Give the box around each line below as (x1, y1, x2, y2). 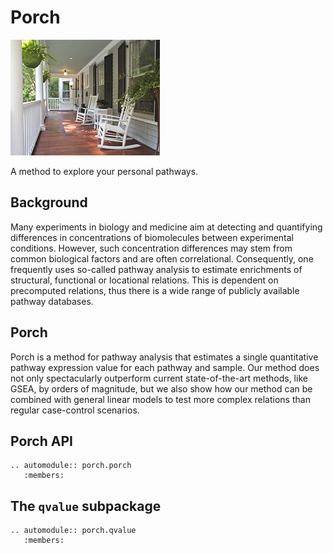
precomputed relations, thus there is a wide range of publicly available (10, 284, 300, 296)
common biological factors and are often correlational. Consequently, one (10, 252, 314, 265)
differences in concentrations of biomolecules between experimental (10, 231, 294, 243)
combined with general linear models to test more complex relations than (10, 393, 311, 405)
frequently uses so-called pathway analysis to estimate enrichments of (10, 263, 303, 275)
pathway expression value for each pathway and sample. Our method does (10, 361, 320, 373)
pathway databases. (10, 295, 94, 307)
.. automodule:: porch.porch (10, 461, 132, 471)
